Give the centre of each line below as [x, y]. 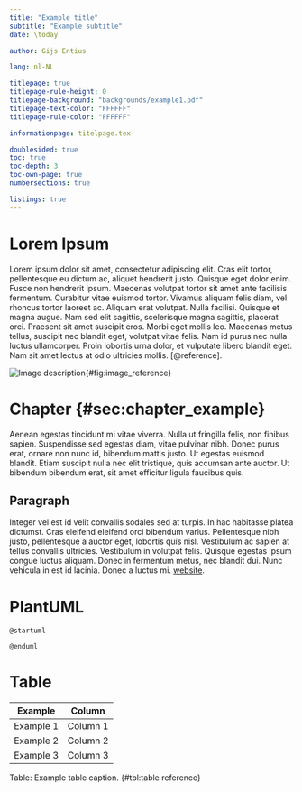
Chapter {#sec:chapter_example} [137, 409]
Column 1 [88, 726]
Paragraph [40, 500]
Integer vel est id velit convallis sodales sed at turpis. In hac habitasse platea [151, 522]
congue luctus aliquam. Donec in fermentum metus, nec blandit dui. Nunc [146, 561]
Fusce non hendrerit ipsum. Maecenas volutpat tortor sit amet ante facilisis [148, 288]
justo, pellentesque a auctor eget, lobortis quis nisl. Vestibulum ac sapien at [150, 541]
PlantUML [47, 607]
